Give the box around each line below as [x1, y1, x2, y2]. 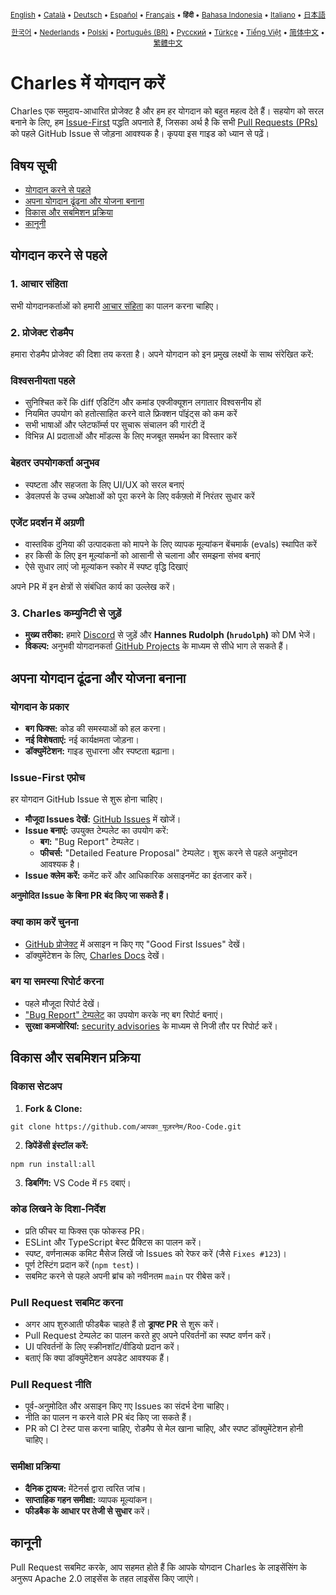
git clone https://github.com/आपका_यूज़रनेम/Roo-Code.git [10, 1121, 242, 1132]
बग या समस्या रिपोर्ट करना [10, 975, 104, 989]
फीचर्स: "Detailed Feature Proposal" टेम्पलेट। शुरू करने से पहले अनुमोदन [39, 847, 298, 859]
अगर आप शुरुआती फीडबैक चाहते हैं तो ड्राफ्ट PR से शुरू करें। [24, 1318, 220, 1330]
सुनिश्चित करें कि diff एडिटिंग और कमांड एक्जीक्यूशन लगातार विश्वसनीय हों [24, 396, 262, 409]
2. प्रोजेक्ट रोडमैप [10, 325, 74, 339]
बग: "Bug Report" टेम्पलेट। [39, 836, 140, 848]
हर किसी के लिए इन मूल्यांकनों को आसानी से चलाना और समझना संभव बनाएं [24, 549, 261, 561]
